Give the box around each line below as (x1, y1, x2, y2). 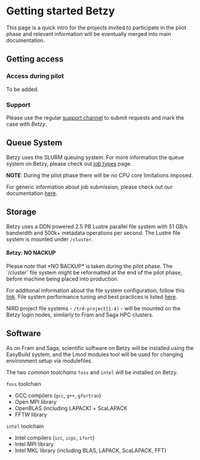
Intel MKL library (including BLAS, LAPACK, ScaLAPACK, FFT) (14, 447, 167, 454)
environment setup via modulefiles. (6, 357, 93, 364)
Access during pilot (6, 72, 64, 80)
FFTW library (14, 411, 47, 418)
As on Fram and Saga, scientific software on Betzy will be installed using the (6, 344, 194, 351)
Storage (6, 207, 37, 217)
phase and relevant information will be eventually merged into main (6, 30, 171, 37)
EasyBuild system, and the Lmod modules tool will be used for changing (6, 351, 183, 358)
